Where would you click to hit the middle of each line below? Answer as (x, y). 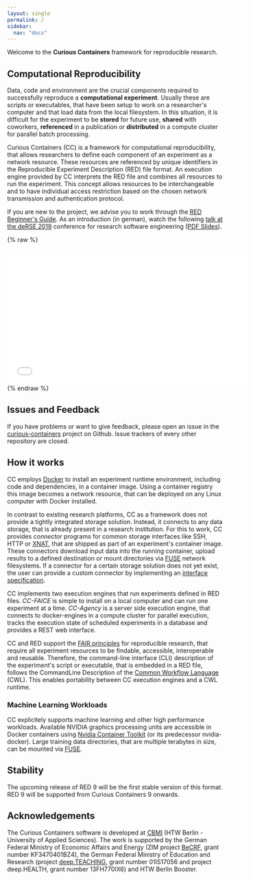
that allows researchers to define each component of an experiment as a (110, 155)
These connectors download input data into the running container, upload (111, 551)
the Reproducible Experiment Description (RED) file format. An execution (110, 170)
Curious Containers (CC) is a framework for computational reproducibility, (111, 148)
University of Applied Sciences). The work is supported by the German (107, 839)
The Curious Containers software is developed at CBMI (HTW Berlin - (105, 833)
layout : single (29, 13)
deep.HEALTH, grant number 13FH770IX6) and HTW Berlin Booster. (102, 869)
